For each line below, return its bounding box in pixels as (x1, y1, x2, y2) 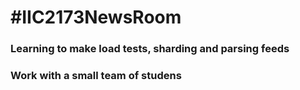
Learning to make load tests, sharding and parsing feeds (10, 42, 290, 56)
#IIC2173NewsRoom (10, 6, 182, 29)
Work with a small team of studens (10, 69, 182, 83)
